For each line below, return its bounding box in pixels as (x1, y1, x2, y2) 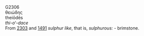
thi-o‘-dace (5, 20, 29, 26)
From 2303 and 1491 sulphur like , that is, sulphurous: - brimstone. (5, 25, 140, 31)
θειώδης (5, 9, 23, 15)
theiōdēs (5, 15, 23, 20)
